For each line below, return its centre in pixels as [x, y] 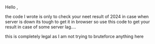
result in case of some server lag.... [41, 27]
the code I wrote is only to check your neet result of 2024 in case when [77, 16]
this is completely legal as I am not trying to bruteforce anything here [75, 36]
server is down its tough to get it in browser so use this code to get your [77, 22]
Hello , [11, 7]
